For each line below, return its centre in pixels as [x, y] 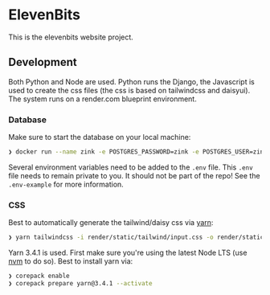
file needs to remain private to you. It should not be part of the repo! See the [134, 175]
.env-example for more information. [66, 184]
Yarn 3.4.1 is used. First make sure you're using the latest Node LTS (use [128, 253]
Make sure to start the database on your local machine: [100, 137]
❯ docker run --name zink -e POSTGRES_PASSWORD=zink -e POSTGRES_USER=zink [138, 152]
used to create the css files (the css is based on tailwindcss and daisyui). [129, 90]
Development [43, 62]
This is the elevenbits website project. [71, 37]
